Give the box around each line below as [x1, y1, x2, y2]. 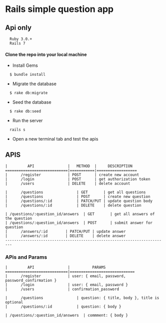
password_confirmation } [5, 278, 57, 283]
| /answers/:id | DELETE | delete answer [5, 233, 126, 239]
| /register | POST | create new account [5, 172, 140, 177]
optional [5, 300, 23, 305]
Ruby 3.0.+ [9, 36, 32, 41]
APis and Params [5, 253, 47, 260]
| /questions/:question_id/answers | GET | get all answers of [5, 212, 155, 217]
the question [5, 216, 32, 221]
